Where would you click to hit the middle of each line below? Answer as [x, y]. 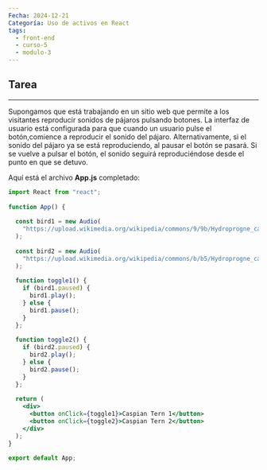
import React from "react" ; [55, 192]
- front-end [35, 38]
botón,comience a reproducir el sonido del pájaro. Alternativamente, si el [127, 137]
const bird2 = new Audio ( [58, 251]
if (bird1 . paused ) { [56, 288]
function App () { [37, 207]
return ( [30, 399]
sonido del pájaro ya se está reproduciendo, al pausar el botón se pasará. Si [133, 145]
